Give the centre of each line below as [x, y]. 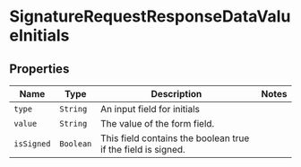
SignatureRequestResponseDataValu [150, 17]
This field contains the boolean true [175, 138]
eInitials [39, 35]
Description [176, 94]
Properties [39, 69]
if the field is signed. [142, 149]
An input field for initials [150, 109]
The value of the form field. [157, 123]
